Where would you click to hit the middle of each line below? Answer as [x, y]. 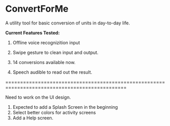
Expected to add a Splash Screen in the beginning [65, 107]
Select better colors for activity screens [54, 112]
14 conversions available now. [44, 62]
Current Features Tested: [33, 33]
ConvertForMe [37, 9]
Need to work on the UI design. [38, 97]
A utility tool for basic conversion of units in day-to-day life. [68, 23]
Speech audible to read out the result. [52, 72]
